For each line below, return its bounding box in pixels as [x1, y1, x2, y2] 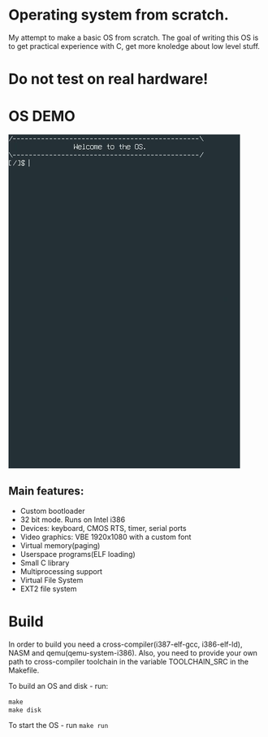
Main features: [8, 485, 84, 498]
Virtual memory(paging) [19, 540, 101, 551]
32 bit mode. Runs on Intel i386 [19, 515, 126, 524]
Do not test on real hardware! [8, 70, 209, 89]
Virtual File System [19, 575, 84, 585]
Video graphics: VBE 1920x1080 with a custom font [19, 532, 192, 542]
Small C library [19, 558, 70, 568]
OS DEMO [8, 107, 76, 125]
